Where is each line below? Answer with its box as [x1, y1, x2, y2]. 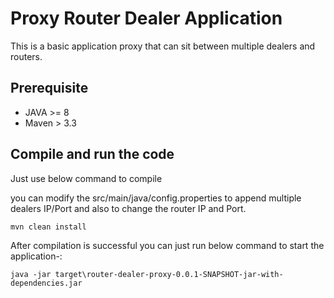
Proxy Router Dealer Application [10, 7, 283, 30]
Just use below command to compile [10, 172, 163, 184]
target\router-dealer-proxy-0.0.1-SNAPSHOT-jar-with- [54, 269, 284, 279]
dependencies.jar [10, 278, 83, 288]
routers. [10, 50, 43, 62]
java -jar [10, 269, 52, 279]
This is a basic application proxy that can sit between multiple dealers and [10, 40, 316, 52]
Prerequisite [10, 80, 89, 97]
